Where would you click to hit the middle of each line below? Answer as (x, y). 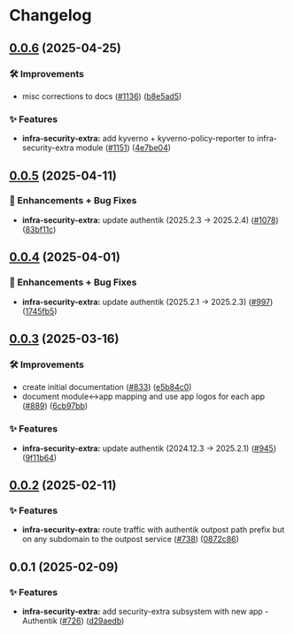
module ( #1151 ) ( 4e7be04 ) (123, 148)
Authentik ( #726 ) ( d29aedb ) (73, 621)
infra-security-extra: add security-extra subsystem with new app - (145, 611)
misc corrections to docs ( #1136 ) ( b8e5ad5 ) (102, 96)
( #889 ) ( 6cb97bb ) (55, 406)
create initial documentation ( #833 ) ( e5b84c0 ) (107, 387)
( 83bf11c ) (39, 229)
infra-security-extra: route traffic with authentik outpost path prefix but (153, 530)
